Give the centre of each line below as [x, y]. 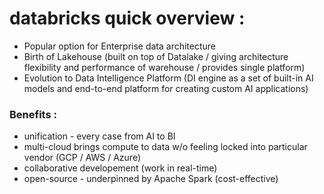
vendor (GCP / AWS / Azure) [82, 158]
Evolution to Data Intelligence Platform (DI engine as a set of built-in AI [168, 78]
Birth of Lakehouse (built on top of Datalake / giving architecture [156, 56]
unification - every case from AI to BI [99, 136]
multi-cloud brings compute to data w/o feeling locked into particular [165, 147]
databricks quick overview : [127, 18]
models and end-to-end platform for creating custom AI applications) [166, 88]
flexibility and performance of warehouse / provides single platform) [164, 67]
